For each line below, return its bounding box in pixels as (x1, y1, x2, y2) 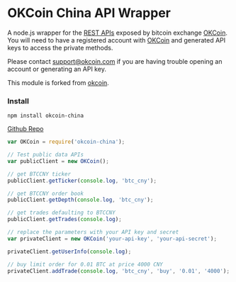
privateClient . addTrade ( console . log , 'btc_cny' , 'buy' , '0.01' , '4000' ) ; (7, 267, 230, 274)
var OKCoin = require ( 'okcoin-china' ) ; (7, 138, 125, 146)
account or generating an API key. (7, 64, 106, 73)
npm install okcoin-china (7, 112, 84, 120)
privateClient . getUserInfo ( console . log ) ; (7, 248, 132, 255)
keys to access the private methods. (7, 43, 113, 52)
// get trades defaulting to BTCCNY (7, 209, 116, 217)
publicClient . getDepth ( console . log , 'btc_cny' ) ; (7, 196, 154, 203)
